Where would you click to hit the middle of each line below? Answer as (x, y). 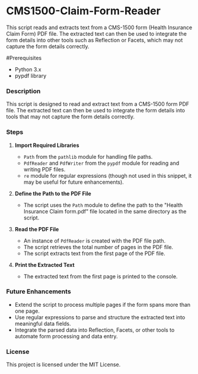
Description (23, 91)
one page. (27, 311)
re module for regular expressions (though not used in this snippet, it (108, 175)
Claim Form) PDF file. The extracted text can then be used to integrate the (96, 33)
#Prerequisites (24, 58)
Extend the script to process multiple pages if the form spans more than (103, 304)
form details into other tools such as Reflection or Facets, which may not (95, 40)
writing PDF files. (44, 169)
